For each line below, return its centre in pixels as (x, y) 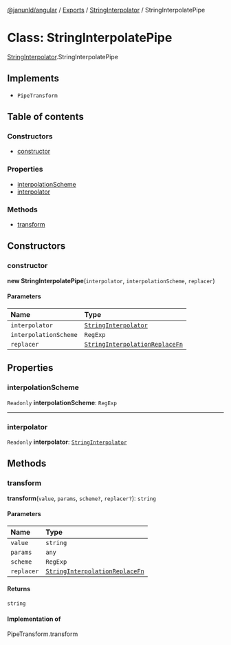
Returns (19, 589)
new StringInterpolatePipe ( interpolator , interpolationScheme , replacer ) (111, 280)
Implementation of (34, 619)
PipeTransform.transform (43, 634)
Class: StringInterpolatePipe (90, 38)
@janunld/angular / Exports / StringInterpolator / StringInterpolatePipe (106, 10)
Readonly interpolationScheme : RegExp (62, 402)
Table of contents (45, 117)
